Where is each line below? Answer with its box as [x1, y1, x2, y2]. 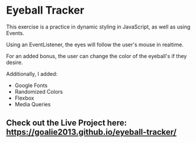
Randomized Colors [14, 88, 63, 95]
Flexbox [14, 94, 34, 101]
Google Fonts [14, 81, 48, 89]
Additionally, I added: [6, 70, 58, 77]
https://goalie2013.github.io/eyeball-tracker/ [6, 127, 176, 137]
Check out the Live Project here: [6, 118, 127, 128]
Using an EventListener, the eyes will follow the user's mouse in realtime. [6, 41, 184, 48]
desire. [6, 59, 23, 66]
